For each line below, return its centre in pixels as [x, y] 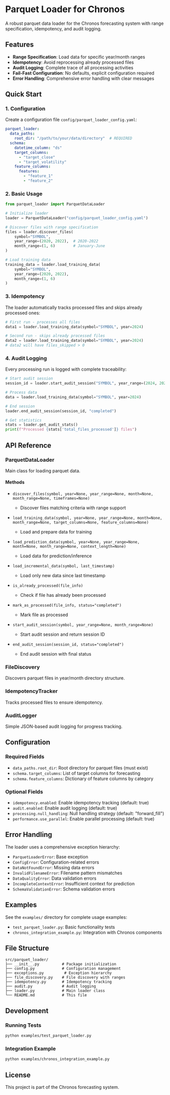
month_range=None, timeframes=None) [51, 499]
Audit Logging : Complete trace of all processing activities [73, 67]
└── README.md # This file [46, 995]
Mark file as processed [44, 615]
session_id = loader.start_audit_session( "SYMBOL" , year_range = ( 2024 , [81, 383]
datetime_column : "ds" [38, 148]
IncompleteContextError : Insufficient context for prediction [74, 883]
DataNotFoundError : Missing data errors [53, 867]
